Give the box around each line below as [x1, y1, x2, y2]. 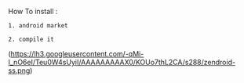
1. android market [8, 22, 68, 30]
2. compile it [8, 35, 55, 43]
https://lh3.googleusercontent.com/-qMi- [10, 49, 144, 58]
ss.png [8, 66, 31, 75]
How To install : [8, 7, 58, 16]
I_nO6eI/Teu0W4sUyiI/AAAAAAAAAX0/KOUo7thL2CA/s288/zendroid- [8, 58, 236, 67]
